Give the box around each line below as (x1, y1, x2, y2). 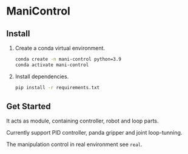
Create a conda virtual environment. (15, 44, 105, 52)
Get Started (6, 101, 51, 112)
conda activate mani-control (15, 62, 89, 68)
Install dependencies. (15, 73, 69, 80)
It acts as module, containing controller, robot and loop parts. (6, 117, 159, 125)
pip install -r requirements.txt (15, 84, 100, 90)
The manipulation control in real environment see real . (6, 141, 143, 148)
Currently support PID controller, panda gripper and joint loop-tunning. (6, 129, 183, 136)
